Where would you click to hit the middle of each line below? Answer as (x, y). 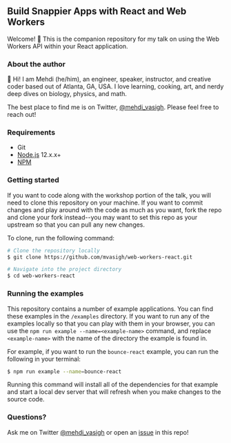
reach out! (22, 115)
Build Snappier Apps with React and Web (97, 11)
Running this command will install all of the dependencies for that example (113, 385)
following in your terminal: (44, 359)
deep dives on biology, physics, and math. (67, 94)
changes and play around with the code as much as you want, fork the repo (114, 209)
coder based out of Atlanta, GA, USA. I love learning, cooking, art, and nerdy (115, 86)
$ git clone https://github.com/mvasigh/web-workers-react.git (100, 257)
